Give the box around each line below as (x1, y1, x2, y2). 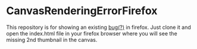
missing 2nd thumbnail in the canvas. (6, 36, 98, 43)
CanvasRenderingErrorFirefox (6, 4, 158, 18)
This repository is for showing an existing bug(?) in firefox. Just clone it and (6, 24, 192, 31)
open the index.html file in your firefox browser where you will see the (6, 30, 177, 37)
